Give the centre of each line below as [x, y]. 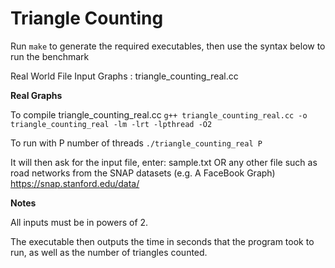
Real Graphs [36, 95]
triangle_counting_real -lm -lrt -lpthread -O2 [111, 124]
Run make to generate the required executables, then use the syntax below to [168, 46]
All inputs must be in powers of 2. [79, 222]
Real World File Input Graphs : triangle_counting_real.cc [124, 76]
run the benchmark [50, 56]
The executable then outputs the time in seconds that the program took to [162, 241]
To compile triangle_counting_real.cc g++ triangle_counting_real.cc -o [159, 114]
